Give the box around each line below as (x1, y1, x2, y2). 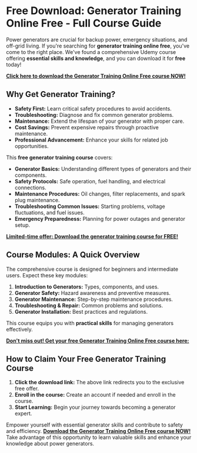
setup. (14, 222, 31, 229)
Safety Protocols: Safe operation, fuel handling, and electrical (14, 177, 166, 184)
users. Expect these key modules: (6, 271, 88, 278)
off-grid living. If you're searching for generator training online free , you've (6, 42, 190, 49)
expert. (14, 410, 32, 417)
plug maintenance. (14, 196, 60, 203)
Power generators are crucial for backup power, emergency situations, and (6, 36, 188, 43)
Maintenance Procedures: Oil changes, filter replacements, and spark (14, 190, 185, 197)
